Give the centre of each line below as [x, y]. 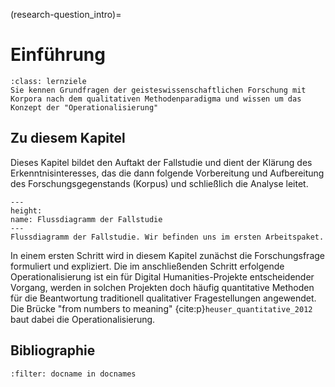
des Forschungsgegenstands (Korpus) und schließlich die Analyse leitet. [159, 183]
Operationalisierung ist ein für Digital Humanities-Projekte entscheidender [162, 276]
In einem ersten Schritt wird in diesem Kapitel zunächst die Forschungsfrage [168, 255]
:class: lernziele [48, 81]
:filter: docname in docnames [73, 374]
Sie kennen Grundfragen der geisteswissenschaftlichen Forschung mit [158, 90]
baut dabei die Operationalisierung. [83, 319]
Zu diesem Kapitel [68, 138]
